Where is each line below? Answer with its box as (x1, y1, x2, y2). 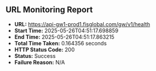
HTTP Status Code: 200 (14, 46, 75, 53)
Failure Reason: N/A (14, 58, 65, 66)
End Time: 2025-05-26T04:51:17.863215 (14, 33, 115, 41)
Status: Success (14, 52, 56, 59)
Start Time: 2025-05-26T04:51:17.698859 (14, 27, 119, 34)
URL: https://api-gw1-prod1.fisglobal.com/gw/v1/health (14, 20, 151, 27)
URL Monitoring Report (5, 5, 94, 15)
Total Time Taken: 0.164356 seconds (14, 39, 107, 47)
